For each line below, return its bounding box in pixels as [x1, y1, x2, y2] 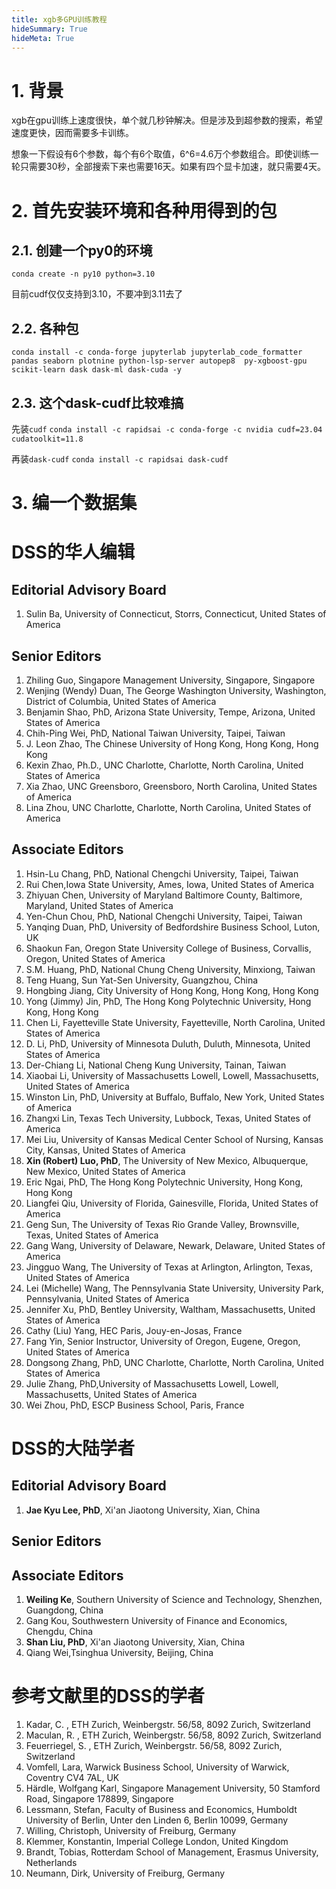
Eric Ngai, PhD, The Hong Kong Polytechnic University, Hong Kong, [25, 1176, 303, 1188]
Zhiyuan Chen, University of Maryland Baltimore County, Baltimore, [25, 889, 303, 901]
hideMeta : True [11, 33, 75, 43]
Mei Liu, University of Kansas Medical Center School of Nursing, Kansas [25, 1133, 324, 1145]
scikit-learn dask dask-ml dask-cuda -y [11, 365, 183, 375]
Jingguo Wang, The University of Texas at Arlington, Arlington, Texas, [25, 1261, 313, 1273]
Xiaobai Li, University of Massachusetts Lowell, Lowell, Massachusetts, [25, 1069, 319, 1081]
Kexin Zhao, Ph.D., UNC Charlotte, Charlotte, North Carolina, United [25, 759, 304, 771]
